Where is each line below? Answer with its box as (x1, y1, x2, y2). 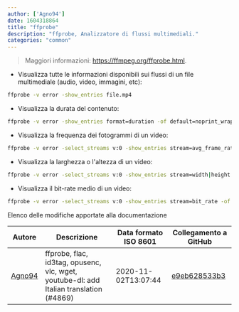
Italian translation (45, 284, 103, 294)
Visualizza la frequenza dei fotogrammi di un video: (17, 131, 169, 139)
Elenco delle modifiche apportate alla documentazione (7, 210, 167, 219)
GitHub (187, 236, 212, 246)
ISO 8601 (123, 236, 156, 246)
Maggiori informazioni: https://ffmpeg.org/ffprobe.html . (24, 56, 187, 65)
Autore (12, 232, 37, 242)
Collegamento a (172, 227, 228, 237)
